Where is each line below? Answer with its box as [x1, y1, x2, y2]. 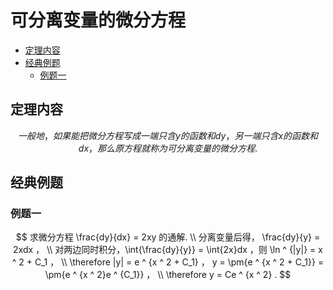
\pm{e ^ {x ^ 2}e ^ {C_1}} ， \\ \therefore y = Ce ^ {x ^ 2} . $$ [44, 269, 292, 281]
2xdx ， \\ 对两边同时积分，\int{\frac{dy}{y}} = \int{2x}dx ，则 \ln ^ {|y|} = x [13, 244, 323, 256]
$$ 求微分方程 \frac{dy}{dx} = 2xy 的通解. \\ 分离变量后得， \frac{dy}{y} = [15, 231, 321, 243]
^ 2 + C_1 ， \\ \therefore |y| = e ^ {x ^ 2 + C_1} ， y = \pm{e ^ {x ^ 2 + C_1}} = [11, 256, 325, 268]
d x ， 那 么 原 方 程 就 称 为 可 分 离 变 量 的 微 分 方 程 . [78, 142, 258, 154]
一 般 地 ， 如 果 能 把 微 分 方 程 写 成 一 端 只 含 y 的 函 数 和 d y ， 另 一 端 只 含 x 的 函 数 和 [17, 129, 319, 141]
